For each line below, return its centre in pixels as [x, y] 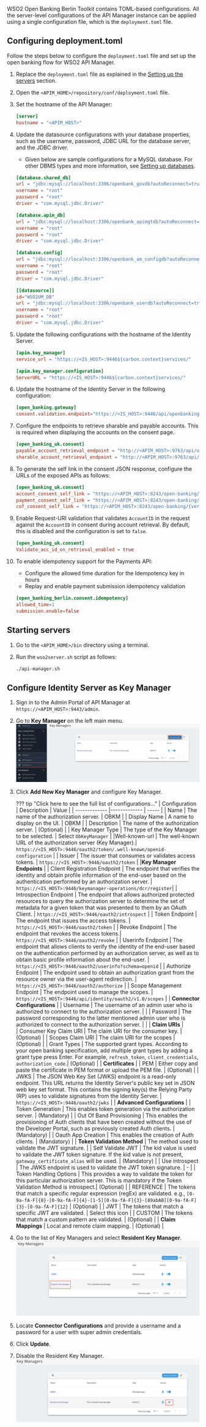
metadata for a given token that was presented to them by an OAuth [101, 907]
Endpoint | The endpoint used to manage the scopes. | [84, 992]
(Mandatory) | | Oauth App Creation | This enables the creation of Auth [105, 1135]
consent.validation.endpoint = [54, 414]
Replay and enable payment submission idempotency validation [105, 586]
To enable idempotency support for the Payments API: [84, 561]
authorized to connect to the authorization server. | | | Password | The [104, 1011]
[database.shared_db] [43, 178]
